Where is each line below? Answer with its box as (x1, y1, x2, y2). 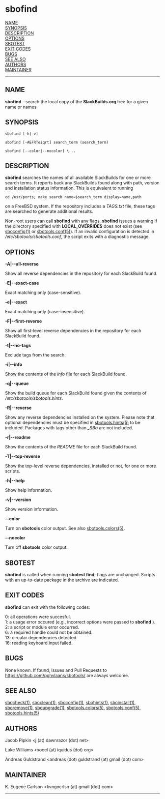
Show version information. (5, 506, 58, 512)
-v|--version (5, 497, 31, 503)
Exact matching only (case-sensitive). (5, 290, 82, 296)
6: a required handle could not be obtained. (5, 629, 93, 635)
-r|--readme (5, 434, 31, 441)
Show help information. (5, 487, 53, 493)
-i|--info (5, 361, 23, 367)
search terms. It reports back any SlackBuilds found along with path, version (5, 180, 160, 186)
